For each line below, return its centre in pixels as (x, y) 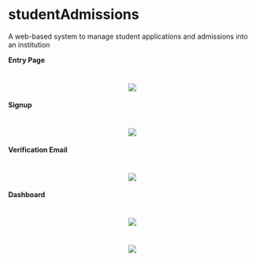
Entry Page (27, 60)
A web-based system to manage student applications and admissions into (128, 36)
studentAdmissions (74, 15)
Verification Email (38, 149)
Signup (20, 105)
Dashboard (27, 194)
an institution (29, 44)
